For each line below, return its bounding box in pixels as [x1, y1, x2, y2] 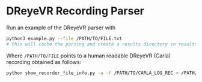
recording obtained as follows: [6, 58, 82, 65]
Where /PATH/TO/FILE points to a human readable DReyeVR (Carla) [6, 52, 171, 59]
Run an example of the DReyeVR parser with [6, 24, 116, 31]
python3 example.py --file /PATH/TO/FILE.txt [6, 35, 122, 41]
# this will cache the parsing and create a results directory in [6, 41, 176, 47]
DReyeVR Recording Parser [6, 4, 144, 18]
